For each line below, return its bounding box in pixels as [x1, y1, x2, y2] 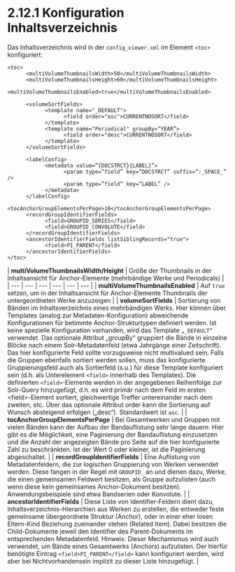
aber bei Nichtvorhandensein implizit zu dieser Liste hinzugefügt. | [7, 557, 199, 565]
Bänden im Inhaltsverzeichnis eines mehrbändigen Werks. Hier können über [7, 304, 226, 312]
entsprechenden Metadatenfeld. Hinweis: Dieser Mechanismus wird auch [7, 534, 219, 543]
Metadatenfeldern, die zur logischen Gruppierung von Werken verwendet [7, 460, 219, 468]
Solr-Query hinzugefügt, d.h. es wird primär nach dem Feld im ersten [7, 386, 206, 394]
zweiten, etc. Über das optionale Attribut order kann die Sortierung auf [7, 400, 211, 409]
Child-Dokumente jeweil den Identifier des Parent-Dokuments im [7, 527, 194, 536]
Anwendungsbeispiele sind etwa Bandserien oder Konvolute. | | [7, 489, 190, 498]
